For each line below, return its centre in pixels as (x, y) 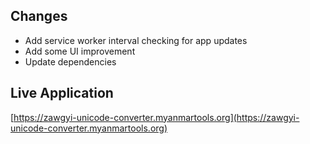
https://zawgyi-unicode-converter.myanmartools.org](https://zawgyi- (156, 117)
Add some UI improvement (80, 51)
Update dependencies (70, 61)
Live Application (62, 93)
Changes (39, 16)
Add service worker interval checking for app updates (136, 40)
